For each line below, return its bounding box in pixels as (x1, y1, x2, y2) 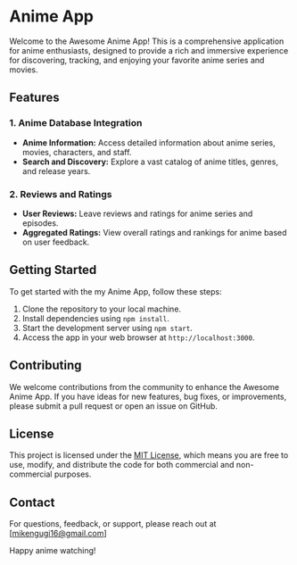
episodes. (21, 217, 59, 228)
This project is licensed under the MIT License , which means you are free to (9, 450, 289, 461)
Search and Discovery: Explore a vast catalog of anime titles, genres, (21, 156, 279, 167)
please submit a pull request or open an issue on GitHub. (9, 400, 219, 411)
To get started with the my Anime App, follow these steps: (9, 286, 222, 296)
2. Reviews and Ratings (9, 187, 112, 200)
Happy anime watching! (9, 545, 96, 556)
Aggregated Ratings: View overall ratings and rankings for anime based (21, 227, 287, 237)
